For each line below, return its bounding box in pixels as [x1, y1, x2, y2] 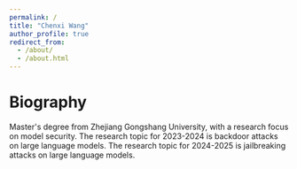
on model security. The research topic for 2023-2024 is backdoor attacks [9, 130, 278, 142]
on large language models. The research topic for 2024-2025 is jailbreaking [9, 140, 286, 150]
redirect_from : [9, 37, 66, 47]
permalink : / [9, 12, 58, 22]
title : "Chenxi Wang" [9, 21, 90, 30]
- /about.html [17, 54, 69, 63]
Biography [9, 92, 87, 112]
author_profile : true [9, 29, 90, 38]
